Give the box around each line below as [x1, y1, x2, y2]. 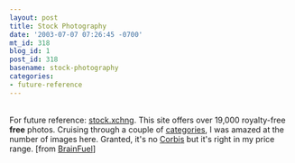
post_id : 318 [9, 55, 59, 64]
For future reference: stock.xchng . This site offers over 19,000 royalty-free [9, 114, 286, 125]
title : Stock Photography [9, 22, 106, 31]
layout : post [9, 13, 59, 23]
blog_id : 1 [9, 47, 51, 56]
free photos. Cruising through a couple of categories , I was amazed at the [9, 123, 285, 135]
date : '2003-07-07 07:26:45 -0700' [9, 30, 143, 39]
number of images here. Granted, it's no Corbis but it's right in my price [9, 133, 275, 144]
